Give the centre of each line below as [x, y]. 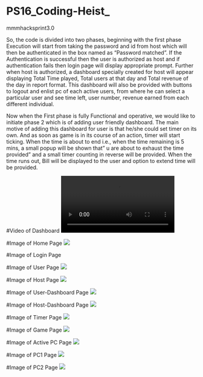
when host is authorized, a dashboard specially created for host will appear [100, 72]
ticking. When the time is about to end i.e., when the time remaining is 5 [95, 141]
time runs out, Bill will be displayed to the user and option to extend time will [101, 161]
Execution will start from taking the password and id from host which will [97, 46]
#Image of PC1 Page [32, 355]
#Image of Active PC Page [39, 342]
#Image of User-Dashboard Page [47, 292]
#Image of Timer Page [34, 317]
